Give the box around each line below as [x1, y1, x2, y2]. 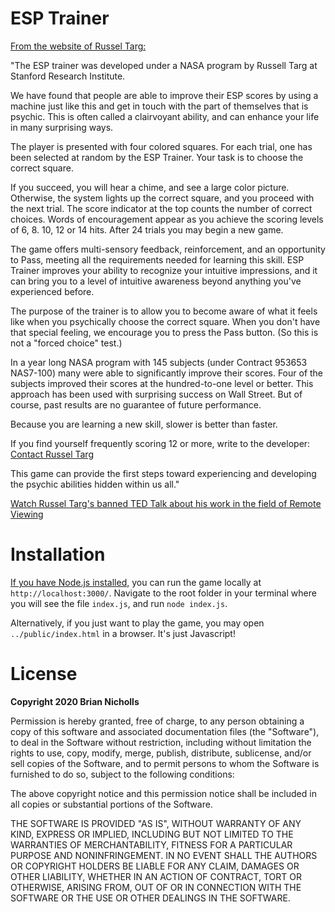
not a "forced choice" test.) [10, 337, 123, 349]
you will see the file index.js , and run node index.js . [10, 597, 228, 609]
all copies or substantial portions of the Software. [10, 798, 213, 810]
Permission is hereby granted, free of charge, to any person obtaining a [10, 715, 305, 727]
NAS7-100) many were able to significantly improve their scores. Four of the [10, 367, 324, 379]
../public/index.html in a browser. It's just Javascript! [10, 627, 236, 639]
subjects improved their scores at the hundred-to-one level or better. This [10, 377, 314, 389]
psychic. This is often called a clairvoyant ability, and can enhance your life [10, 110, 320, 122]
